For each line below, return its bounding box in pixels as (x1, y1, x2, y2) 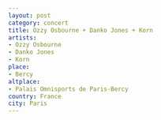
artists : (8, 33, 37, 42)
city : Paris (8, 99, 47, 107)
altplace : (8, 77, 41, 85)
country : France (8, 92, 62, 100)
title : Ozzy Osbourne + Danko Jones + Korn (8, 26, 154, 34)
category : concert (8, 19, 69, 27)
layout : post (8, 11, 51, 20)
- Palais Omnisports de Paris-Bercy (8, 84, 129, 93)
